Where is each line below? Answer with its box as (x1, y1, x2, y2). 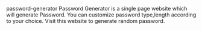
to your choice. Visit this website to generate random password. (6, 18, 165, 24)
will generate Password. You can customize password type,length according (6, 11, 197, 18)
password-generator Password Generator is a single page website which (6, 5, 188, 12)
